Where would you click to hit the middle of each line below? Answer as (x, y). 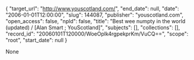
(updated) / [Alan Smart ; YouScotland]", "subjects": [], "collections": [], (93, 27)
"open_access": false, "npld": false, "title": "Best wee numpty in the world (96, 21)
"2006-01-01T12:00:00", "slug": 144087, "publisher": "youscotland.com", (95, 15)
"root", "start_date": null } (36, 40)
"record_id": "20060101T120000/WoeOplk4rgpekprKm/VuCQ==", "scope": (97, 34)
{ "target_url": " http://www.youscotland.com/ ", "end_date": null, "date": (92, 9)
